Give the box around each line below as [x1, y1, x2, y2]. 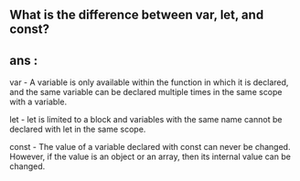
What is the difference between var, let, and [9, 7, 264, 23]
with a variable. [9, 96, 67, 108]
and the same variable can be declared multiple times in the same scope [9, 87, 283, 98]
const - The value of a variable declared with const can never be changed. [9, 142, 291, 153]
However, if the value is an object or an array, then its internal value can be [9, 151, 291, 163]
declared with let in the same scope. [9, 123, 146, 135]
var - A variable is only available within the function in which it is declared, [9, 77, 289, 88]
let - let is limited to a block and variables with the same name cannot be [9, 114, 283, 125]
